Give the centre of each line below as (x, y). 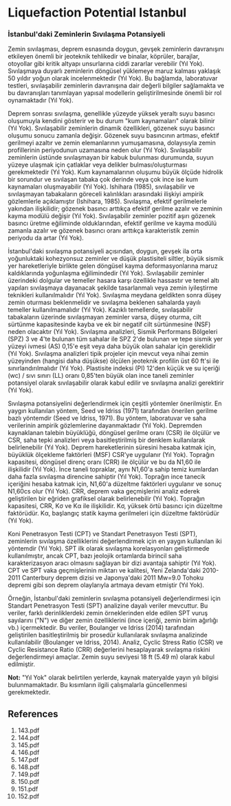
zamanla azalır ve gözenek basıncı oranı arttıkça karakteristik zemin (103, 231)
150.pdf (29, 782)
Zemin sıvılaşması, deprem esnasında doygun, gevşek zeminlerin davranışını (116, 49)
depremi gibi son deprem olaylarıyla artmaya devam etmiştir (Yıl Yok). (106, 585)
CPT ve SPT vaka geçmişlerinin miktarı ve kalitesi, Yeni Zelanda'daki (104, 571)
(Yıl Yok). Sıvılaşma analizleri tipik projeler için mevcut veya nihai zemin (108, 354)
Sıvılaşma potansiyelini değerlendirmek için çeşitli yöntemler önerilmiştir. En (115, 403)
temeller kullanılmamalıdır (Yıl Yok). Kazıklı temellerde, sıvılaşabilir (100, 310)
